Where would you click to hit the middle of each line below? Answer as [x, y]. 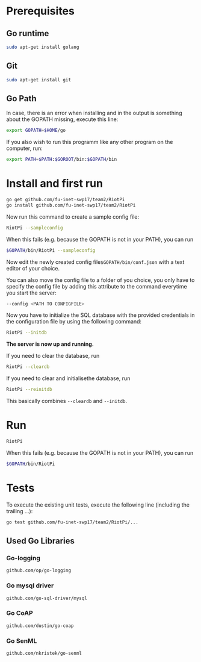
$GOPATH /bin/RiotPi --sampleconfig [51, 250]
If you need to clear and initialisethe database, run [68, 378]
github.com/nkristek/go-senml [44, 654]
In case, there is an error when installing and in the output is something [94, 113]
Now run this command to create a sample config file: [73, 217]
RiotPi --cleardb [28, 367]
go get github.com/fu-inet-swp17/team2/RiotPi [66, 200]
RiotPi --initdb [26, 333]
